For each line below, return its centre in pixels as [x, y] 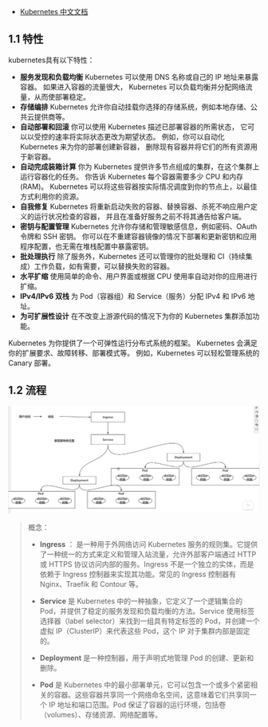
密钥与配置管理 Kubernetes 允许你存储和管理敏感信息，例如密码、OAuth [138, 226]
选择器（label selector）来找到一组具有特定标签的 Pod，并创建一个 [150, 621]
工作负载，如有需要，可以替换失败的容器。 [104, 266]
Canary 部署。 [32, 363]
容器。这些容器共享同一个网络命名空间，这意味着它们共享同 [152, 694]
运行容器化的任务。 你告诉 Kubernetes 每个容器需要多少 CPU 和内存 [131, 176]
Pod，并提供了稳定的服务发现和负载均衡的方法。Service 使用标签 [147, 611]
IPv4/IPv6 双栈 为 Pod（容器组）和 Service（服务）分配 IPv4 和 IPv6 [133, 296]
